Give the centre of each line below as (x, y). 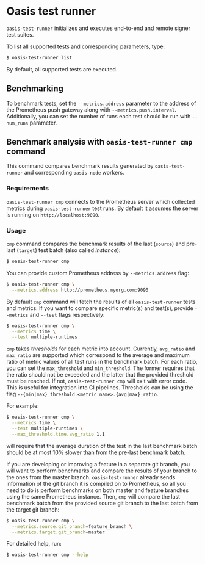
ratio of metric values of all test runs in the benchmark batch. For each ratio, (102, 362)
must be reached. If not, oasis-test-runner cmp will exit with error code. (97, 381)
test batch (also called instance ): (80, 250)
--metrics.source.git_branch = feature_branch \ (72, 526)
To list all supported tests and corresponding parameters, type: (86, 46)
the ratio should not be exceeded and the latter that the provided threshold (100, 375)
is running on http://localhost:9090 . (53, 214)
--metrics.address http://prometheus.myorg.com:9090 (80, 290)
